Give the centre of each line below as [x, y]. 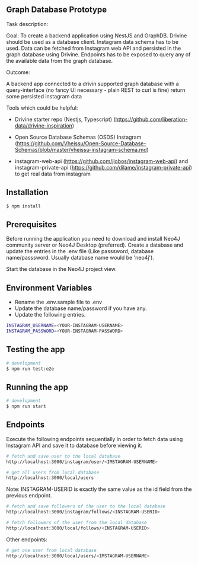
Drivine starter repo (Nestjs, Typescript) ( [65, 119]
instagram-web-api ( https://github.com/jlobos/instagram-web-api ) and [101, 161]
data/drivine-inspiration [44, 125]
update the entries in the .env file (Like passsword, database [80, 251]
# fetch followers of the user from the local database [76, 523]
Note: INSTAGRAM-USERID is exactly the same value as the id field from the [99, 489]
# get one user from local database [51, 550]
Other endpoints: [27, 540]
